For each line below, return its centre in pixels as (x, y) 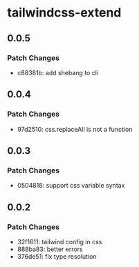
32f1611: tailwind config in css (59, 241)
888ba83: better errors (50, 249)
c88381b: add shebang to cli (58, 72)
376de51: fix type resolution (57, 256)
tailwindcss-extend (64, 13)
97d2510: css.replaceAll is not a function (75, 129)
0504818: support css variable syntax (71, 186)
